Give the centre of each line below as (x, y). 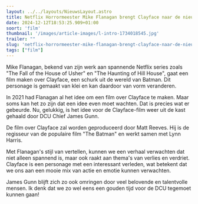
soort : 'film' (24, 28)
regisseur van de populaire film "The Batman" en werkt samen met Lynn (93, 134)
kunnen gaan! (23, 194)
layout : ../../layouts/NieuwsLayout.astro (59, 12)
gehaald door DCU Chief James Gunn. (52, 116)
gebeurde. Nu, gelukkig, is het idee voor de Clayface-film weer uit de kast (96, 109)
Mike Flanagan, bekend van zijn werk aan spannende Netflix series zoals (94, 67)
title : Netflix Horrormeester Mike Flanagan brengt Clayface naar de (93, 17)
